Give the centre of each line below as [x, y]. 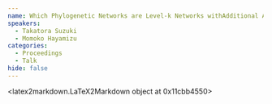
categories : [28, 46]
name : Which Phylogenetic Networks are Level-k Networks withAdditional [133, 16]
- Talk [26, 61]
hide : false [28, 69]
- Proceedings [39, 53]
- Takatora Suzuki [46, 31]
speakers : [24, 23]
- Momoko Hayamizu [46, 38]
